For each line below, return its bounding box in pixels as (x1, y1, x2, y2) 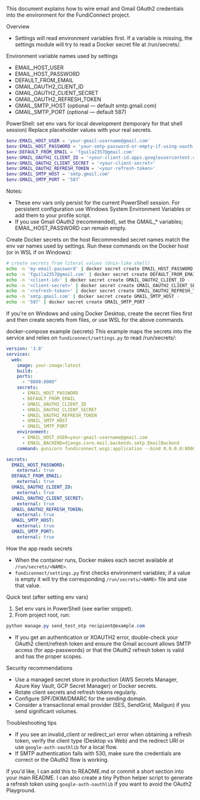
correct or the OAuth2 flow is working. (14, 756, 109, 763)
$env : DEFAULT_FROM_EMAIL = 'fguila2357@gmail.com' (6, 149, 135, 155)
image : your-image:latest (17, 362, 82, 368)
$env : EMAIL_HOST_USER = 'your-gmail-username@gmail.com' (6, 138, 151, 144)
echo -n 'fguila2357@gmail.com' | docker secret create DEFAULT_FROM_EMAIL (6, 271, 198, 277)
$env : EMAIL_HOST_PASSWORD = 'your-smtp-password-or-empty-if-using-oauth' (6, 143, 196, 149)
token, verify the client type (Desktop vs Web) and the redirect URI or (14, 737, 185, 744)
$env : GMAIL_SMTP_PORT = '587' (6, 177, 82, 183)
